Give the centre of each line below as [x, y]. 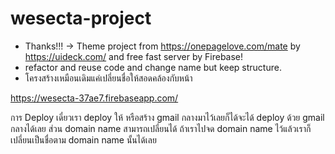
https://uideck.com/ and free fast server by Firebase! [134, 56]
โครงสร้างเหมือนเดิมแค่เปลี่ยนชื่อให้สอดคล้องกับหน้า [108, 78]
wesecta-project [81, 18]
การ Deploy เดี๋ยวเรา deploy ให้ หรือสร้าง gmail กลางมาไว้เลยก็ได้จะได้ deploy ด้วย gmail [167, 117]
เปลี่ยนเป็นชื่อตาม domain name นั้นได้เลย [83, 139]
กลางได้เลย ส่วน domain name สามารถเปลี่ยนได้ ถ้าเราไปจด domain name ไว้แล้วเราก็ [161, 128]
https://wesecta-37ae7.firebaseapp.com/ [94, 98]
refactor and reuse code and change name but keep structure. [153, 67]
